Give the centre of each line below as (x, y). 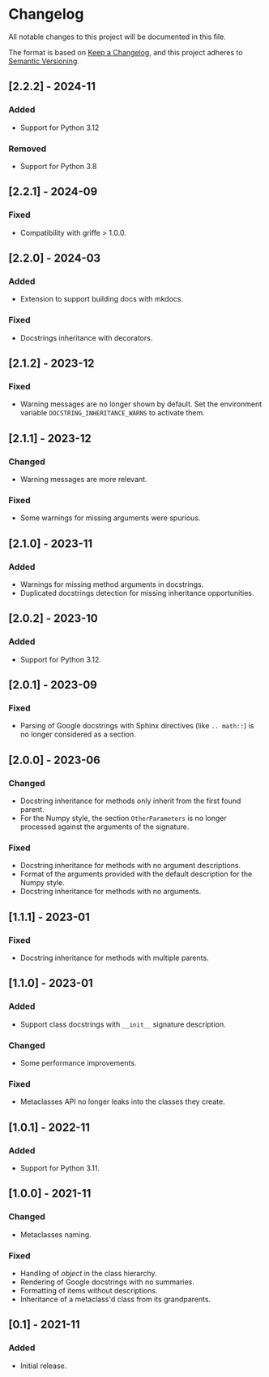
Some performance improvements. (78, 1062)
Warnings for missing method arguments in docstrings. (112, 584)
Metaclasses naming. (56, 1234)
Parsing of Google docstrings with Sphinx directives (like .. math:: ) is (137, 726)
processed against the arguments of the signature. (105, 827)
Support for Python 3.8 (58, 166)
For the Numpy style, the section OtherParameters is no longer (123, 819)
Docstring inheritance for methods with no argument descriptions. (130, 866)
